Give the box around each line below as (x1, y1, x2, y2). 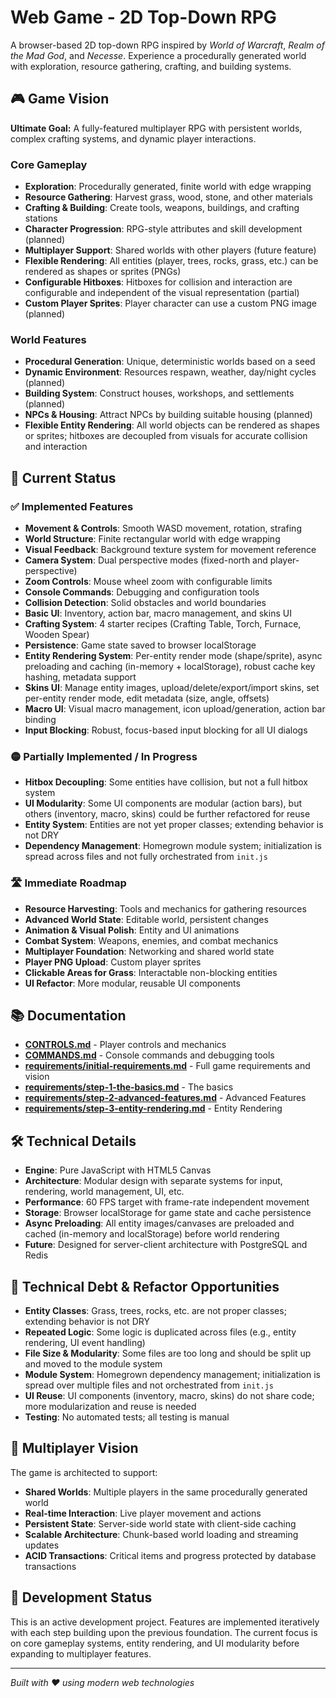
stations (24, 212, 58, 225)
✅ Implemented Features (10, 499, 134, 513)
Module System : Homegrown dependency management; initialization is (24, 1369, 321, 1381)
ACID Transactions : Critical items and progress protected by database (24, 1549, 317, 1561)
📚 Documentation (10, 1007, 127, 1025)
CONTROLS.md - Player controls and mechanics (24, 1039, 227, 1051)
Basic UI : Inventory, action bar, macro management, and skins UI (24, 607, 292, 620)
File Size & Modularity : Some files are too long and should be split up (24, 1347, 312, 1360)
